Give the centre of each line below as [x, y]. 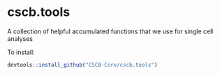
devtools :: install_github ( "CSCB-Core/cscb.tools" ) [82, 65]
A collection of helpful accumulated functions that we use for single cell [110, 31]
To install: [21, 52]
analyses [20, 38]
